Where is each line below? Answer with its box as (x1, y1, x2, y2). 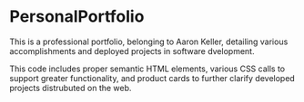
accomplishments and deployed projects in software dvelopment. (9, 45, 255, 56)
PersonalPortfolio (9, 6, 145, 27)
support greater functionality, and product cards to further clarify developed (9, 72, 296, 83)
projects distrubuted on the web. (9, 82, 132, 93)
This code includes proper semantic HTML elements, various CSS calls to (9, 63, 285, 74)
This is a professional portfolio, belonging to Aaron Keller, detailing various (9, 36, 289, 47)
